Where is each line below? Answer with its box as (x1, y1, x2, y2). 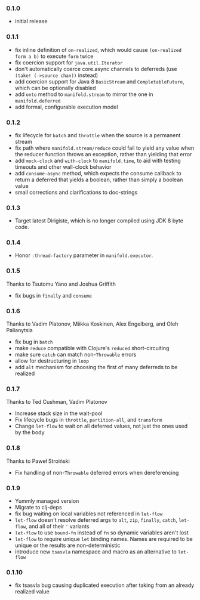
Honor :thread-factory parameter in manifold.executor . (14, 252, 153, 259)
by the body (14, 429, 45, 436)
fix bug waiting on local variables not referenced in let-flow (14, 510, 163, 517)
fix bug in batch (14, 338, 53, 345)
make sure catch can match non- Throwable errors (14, 351, 137, 358)
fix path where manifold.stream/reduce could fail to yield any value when (14, 144, 195, 151)
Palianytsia (6, 327, 33, 334)
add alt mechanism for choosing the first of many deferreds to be (14, 364, 178, 371)
